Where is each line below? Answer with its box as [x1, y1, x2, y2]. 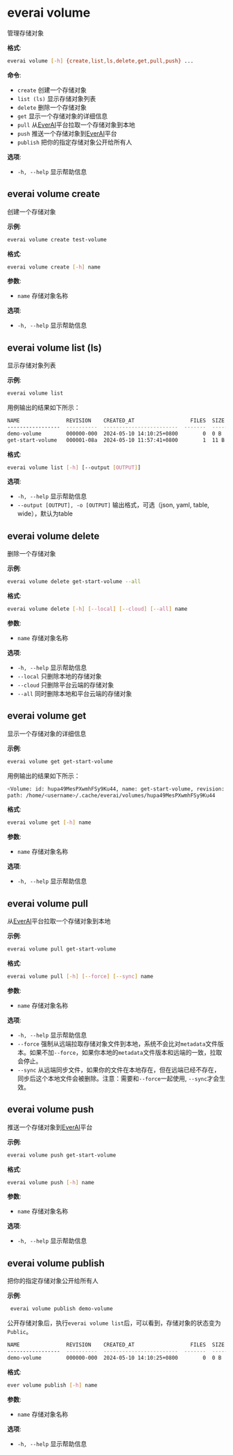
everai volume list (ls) [7, 342, 102, 353]
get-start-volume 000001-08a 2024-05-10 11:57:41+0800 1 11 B [7, 436, 225, 443]
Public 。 [7, 1328, 33, 1336]
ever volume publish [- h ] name [7, 1381, 98, 1389]
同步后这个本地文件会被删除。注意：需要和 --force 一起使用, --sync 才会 [17, 1074, 220, 1083]
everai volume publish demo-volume [10, 1305, 113, 1312]
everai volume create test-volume [7, 236, 107, 243]
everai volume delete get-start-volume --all [7, 578, 141, 585]
